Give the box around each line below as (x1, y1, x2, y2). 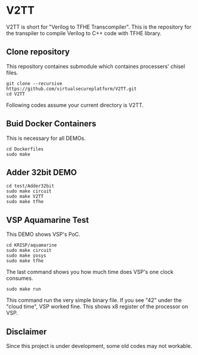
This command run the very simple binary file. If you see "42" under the (6, 297, 182, 304)
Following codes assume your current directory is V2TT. (6, 101, 144, 108)
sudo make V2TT (6, 194, 44, 200)
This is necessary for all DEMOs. (6, 135, 86, 142)
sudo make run (6, 287, 42, 292)
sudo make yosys (6, 253, 46, 259)
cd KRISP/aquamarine (6, 242, 58, 248)
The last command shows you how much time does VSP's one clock (6, 269, 174, 276)
